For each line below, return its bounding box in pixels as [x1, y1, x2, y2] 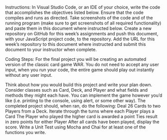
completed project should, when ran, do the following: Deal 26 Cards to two [5, 103, 161, 109]
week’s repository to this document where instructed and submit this [5, 41, 146, 47]
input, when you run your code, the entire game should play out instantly [5, 67, 155, 73]
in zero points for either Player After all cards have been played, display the [5, 119, 160, 125]
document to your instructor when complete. [5, 47, 97, 52]
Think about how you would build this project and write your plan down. [5, 82, 153, 88]
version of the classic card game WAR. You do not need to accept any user [5, 62, 160, 67]
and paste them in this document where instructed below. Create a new [5, 25, 152, 31]
